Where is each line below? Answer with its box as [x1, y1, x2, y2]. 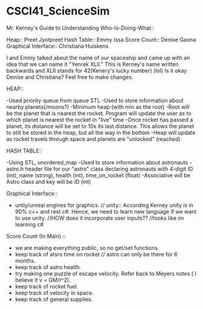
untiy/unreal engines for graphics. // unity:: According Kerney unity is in [15, 201, 194, 209]
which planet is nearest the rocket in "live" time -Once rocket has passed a [6, 116, 193, 123]
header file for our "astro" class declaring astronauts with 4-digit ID [25, 165, 193, 172]
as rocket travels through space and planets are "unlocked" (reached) [6, 135, 181, 143]
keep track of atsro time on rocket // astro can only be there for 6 [15, 250, 178, 258]
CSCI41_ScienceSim [6, 4, 110, 18]
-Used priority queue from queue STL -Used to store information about [6, 97, 184, 104]
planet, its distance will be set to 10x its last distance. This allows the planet [6, 122, 195, 129]
